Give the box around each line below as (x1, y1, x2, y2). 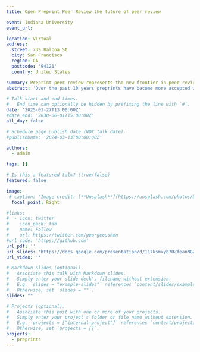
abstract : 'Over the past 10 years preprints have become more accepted (6, 85, 190, 91)
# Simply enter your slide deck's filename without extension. (6, 276, 171, 282)
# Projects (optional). (6, 303, 65, 309)
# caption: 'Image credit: (8, 194, 76, 200)
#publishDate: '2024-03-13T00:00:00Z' (6, 134, 102, 140)
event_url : (6, 25, 33, 31)
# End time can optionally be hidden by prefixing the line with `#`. (6, 102, 190, 108)
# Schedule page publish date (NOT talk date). (6, 128, 127, 134)
